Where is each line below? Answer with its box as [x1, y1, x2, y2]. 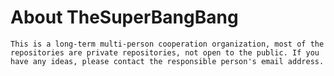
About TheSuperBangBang [10, 6, 239, 29]
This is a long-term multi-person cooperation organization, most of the [10, 39, 325, 49]
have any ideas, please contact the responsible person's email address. [10, 56, 325, 66]
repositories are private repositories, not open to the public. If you [10, 47, 320, 58]
